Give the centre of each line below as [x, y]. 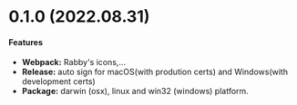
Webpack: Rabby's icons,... [74, 62]
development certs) [59, 81]
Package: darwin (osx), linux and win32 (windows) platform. [135, 91]
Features [26, 42]
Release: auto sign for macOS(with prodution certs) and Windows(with [155, 72]
